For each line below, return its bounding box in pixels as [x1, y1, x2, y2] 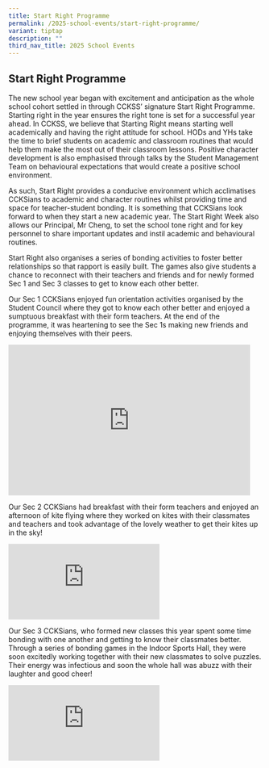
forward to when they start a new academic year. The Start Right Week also [8, 211, 259, 221]
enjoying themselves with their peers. [8, 328, 133, 338]
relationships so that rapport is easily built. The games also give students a [8, 261, 257, 271]
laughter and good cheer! [8, 669, 93, 678]
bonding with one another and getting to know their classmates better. [8, 634, 242, 644]
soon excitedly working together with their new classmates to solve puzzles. [8, 651, 262, 662]
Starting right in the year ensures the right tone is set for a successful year [8, 110, 255, 119]
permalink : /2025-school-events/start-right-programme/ [8, 19, 200, 27]
